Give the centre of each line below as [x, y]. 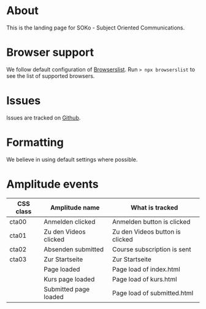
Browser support [50, 52]
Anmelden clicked [70, 221]
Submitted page [67, 289]
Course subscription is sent [152, 249]
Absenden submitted [74, 249]
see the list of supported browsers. [51, 76]
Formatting [35, 142]
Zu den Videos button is [147, 232]
